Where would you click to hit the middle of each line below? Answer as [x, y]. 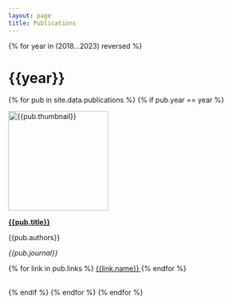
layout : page [30, 16]
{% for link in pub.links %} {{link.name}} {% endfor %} [98, 269]
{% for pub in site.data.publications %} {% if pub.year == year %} [116, 100]
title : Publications [43, 23]
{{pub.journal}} [33, 253]
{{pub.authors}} [34, 238]
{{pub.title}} [29, 222]
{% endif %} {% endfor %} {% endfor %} [76, 293]
